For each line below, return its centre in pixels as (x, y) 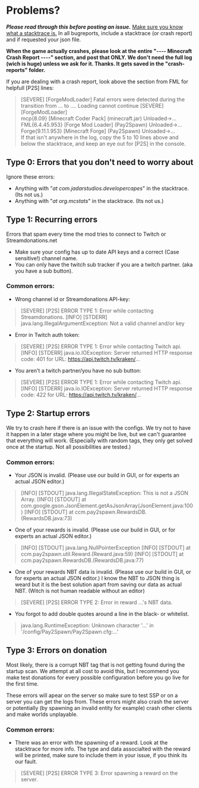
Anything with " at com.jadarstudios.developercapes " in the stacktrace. (102, 188)
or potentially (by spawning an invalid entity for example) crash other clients (99, 708)
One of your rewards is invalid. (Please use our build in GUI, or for (95, 530)
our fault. (26, 762)
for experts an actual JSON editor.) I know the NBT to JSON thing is (97, 578)
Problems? (33, 10)
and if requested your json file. (44, 39)
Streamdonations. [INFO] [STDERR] (64, 317)
